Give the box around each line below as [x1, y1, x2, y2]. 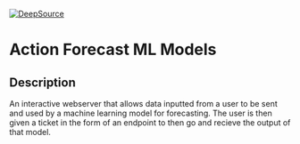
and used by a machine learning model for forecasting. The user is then [9, 108, 272, 118]
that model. [9, 127, 52, 137]
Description [9, 75, 76, 90]
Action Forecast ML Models [9, 40, 217, 60]
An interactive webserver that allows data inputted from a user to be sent [9, 99, 279, 108]
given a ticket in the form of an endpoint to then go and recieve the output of [9, 117, 291, 128]
